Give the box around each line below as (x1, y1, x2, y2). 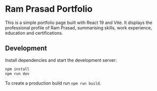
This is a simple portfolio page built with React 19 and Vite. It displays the (5, 20, 153, 25)
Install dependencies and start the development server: (5, 57, 117, 63)
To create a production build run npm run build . (5, 80, 102, 86)
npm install (5, 67, 29, 71)
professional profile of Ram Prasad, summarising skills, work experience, (5, 24, 152, 30)
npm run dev (5, 71, 29, 76)
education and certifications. (5, 30, 63, 36)
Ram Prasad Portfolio (5, 3, 93, 15)
